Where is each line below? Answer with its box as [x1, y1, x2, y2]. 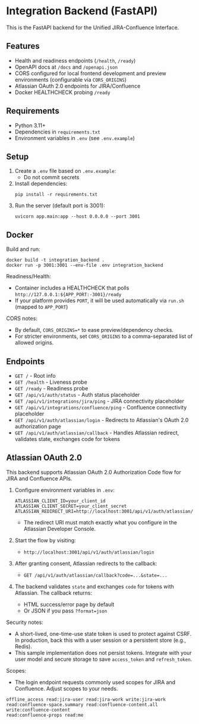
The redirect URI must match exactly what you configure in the [23, 518, 177, 526]
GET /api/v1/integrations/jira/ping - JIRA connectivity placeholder [14, 397, 184, 405]
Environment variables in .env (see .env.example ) [14, 134, 135, 141]
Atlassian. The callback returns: [14, 589, 92, 596]
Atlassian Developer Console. [23, 525, 96, 532]
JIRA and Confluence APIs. [6, 475, 72, 482]
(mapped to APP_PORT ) [14, 303, 68, 310]
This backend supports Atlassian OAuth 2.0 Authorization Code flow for [6, 468, 181, 476]
